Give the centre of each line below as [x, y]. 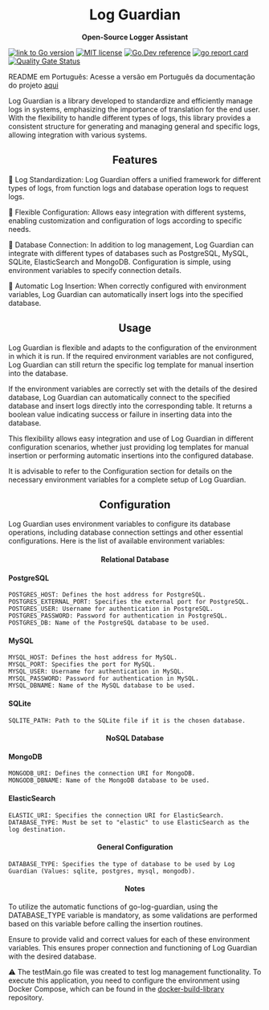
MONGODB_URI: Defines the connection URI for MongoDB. [102, 774]
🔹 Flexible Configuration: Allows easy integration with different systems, [127, 212]
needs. [20, 229]
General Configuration [135, 847]
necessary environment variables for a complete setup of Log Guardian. [127, 479]
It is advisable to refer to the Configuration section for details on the [120, 470]
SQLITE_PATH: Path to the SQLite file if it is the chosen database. [127, 720]
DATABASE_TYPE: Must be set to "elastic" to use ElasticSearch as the [129, 822]
